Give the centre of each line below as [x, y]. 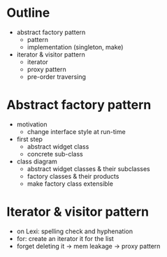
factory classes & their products [73, 176]
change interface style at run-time [77, 131]
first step [30, 139]
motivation [32, 124]
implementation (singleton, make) [75, 47]
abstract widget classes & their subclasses [89, 168]
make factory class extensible [70, 184]
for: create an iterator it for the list [65, 238]
